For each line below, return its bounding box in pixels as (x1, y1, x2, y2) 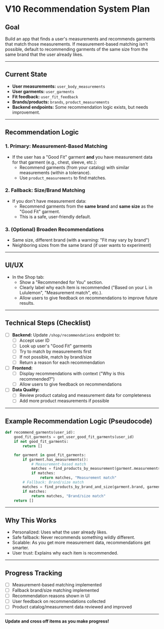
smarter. (12, 545, 29, 551)
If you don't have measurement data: (12, 198, 86, 204)
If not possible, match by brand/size (19, 354, 92, 360)
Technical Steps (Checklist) (5, 319, 91, 327)
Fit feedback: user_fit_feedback (12, 94, 78, 99)
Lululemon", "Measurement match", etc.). (19, 290, 102, 295)
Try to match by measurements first (19, 348, 92, 354)
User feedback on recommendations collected (12, 599, 106, 605)
